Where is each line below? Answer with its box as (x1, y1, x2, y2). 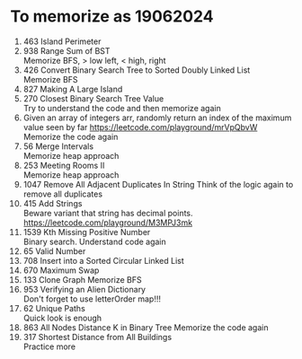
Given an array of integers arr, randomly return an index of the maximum (22, 112, 292, 123)
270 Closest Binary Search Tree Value (22, 92, 164, 104)
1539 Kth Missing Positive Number (22, 226, 151, 237)
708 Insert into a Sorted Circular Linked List (22, 255, 185, 266)
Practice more (22, 341, 75, 352)
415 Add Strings (22, 197, 83, 208)
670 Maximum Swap (22, 265, 100, 276)
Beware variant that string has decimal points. (22, 207, 193, 218)
